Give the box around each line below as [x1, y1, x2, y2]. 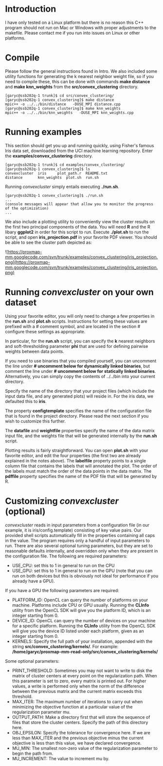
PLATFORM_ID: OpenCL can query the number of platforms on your [12, 597, 148, 603]
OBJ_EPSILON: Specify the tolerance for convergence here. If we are [12, 729, 151, 735]
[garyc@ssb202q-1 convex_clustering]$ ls [5, 167, 91, 172]
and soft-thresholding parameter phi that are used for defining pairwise [5, 343, 148, 349]
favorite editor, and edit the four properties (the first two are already [5, 452, 141, 459]
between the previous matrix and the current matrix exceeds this [12, 688, 142, 694]
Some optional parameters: [5, 658, 59, 664]
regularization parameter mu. [12, 709, 71, 715]
